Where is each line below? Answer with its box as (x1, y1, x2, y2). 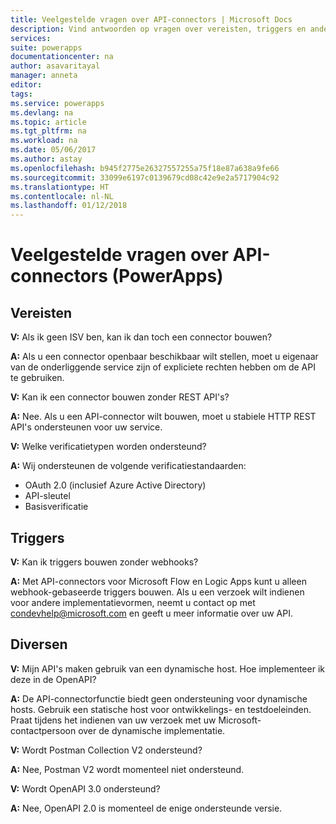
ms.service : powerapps (10, 98, 105, 108)
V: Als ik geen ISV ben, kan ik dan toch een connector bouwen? (10, 331, 273, 343)
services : (10, 33, 52, 43)
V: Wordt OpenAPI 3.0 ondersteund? (10, 782, 161, 795)
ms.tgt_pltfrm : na (10, 126, 87, 136)
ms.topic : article (10, 117, 87, 127)
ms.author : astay (10, 154, 83, 164)
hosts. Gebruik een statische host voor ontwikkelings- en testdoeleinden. (10, 703, 312, 715)
